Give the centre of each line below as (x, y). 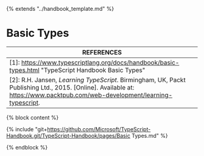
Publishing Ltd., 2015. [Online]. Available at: (72, 87)
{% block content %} (32, 117)
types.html (24, 70)
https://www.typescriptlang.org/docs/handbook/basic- (100, 62)
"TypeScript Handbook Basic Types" (93, 70)
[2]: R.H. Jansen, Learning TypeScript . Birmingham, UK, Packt (98, 80)
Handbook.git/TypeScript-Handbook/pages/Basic (68, 135)
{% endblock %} (27, 147)
